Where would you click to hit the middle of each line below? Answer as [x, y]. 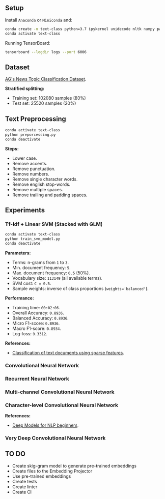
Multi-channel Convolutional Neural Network [60, 392]
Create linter [25, 487]
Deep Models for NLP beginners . [45, 425]
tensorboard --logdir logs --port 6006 [46, 52]
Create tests [25, 481]
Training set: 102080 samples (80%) [49, 98]
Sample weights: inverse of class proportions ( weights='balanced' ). [80, 289]
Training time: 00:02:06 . [36, 308]
